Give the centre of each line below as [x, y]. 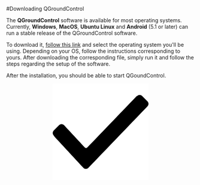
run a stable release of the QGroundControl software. [72, 33]
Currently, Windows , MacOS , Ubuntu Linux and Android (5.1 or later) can [97, 27]
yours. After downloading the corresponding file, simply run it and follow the [100, 57]
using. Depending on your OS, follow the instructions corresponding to [93, 51]
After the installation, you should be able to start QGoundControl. [86, 75]
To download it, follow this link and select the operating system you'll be [95, 45]
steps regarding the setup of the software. [58, 64]
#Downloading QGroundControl [45, 9]
